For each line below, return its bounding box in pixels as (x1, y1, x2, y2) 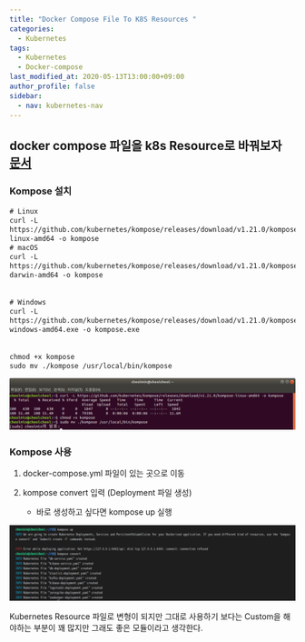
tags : (9, 44, 30, 53)
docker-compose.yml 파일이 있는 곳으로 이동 (22, 468, 185, 479)
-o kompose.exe (82, 326, 141, 335)
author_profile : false (9, 82, 95, 91)
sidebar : (9, 91, 43, 100)
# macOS (9, 244, 39, 253)
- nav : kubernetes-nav (17, 101, 103, 110)
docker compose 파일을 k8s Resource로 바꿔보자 (9, 137, 282, 154)
